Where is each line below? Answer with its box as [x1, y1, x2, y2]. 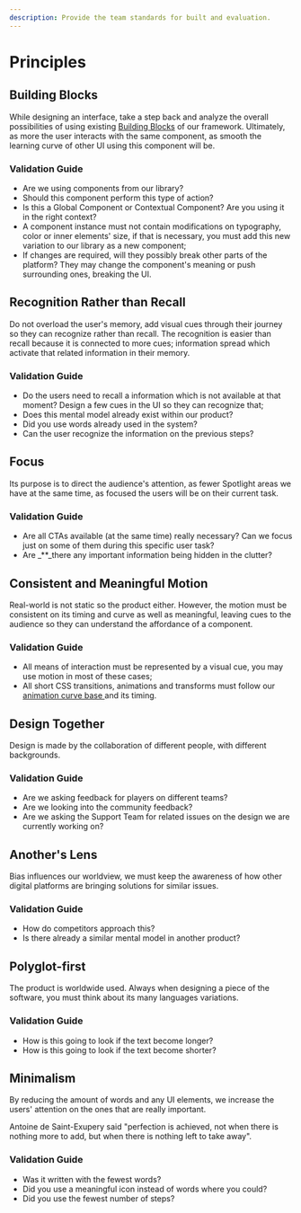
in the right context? [22, 211, 97, 222]
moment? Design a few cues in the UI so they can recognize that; [22, 400, 264, 411]
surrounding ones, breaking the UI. [22, 269, 152, 279]
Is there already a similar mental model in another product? [22, 933, 241, 943]
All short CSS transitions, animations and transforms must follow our [22, 680, 276, 692]
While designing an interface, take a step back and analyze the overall [9, 111, 270, 122]
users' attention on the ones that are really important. [9, 1104, 207, 1115]
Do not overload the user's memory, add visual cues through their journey [9, 318, 283, 329]
